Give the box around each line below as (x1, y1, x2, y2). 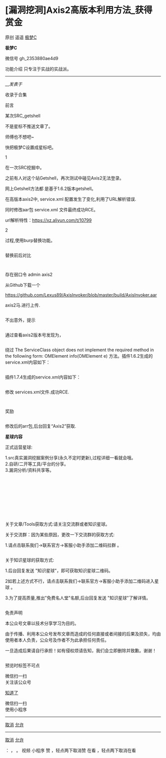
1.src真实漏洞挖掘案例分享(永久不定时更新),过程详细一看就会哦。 (5, 454, 136, 460)
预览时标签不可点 (5, 662, 40, 668)
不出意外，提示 (5, 317, 36, 323)
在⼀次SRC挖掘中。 (5, 164, 44, 170)
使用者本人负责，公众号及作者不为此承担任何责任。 (5, 637, 109, 643)
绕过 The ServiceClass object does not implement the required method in (5, 347, 154, 353)
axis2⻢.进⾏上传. (5, 302, 41, 308)
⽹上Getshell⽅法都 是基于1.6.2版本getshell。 (5, 186, 96, 191)
